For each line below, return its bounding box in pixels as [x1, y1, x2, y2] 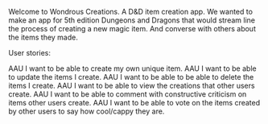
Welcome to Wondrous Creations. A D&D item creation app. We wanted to [8, 7, 254, 16]
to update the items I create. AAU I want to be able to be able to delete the [8, 72, 254, 81]
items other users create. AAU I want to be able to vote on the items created [8, 98, 261, 107]
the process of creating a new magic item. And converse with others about [8, 24, 256, 33]
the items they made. [8, 32, 78, 42]
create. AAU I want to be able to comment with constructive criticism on [8, 89, 247, 99]
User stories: [8, 48, 51, 57]
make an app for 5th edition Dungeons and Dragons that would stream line [8, 15, 256, 25]
